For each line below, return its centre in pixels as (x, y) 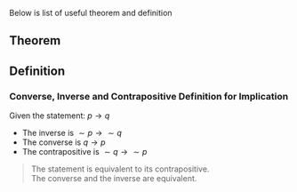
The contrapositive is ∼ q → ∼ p (84, 152)
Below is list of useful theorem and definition (91, 13)
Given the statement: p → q (60, 116)
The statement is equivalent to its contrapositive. (120, 169)
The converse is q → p (64, 142)
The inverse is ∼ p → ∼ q (72, 133)
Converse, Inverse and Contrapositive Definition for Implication (149, 96)
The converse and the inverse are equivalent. (114, 179)
